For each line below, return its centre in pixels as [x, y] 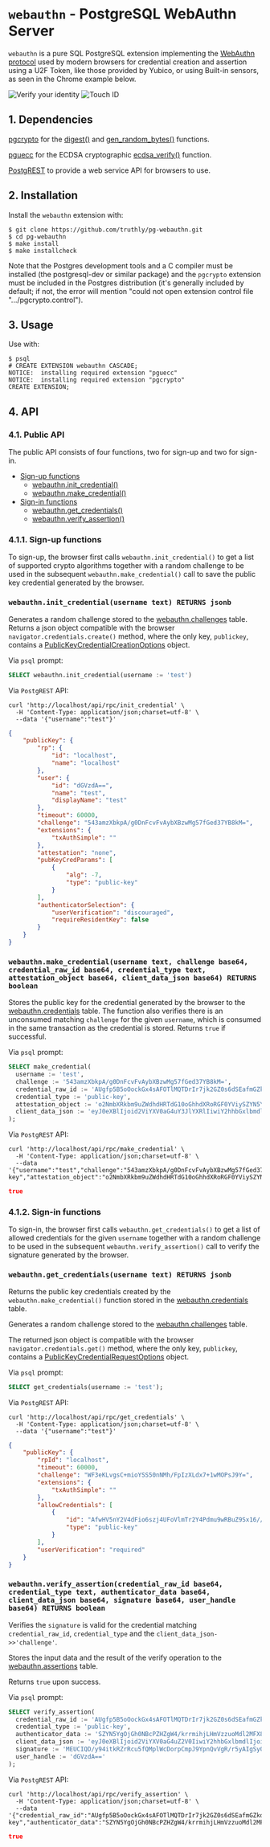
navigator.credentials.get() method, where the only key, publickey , [123, 1348]
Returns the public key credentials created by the [90, 1291]
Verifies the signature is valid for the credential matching [102, 1624]
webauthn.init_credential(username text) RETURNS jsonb [120, 603]
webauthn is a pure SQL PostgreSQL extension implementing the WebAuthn [132, 53]
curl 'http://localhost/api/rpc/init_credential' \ [96, 705]
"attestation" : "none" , [77, 852]
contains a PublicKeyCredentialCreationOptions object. [99, 644]
